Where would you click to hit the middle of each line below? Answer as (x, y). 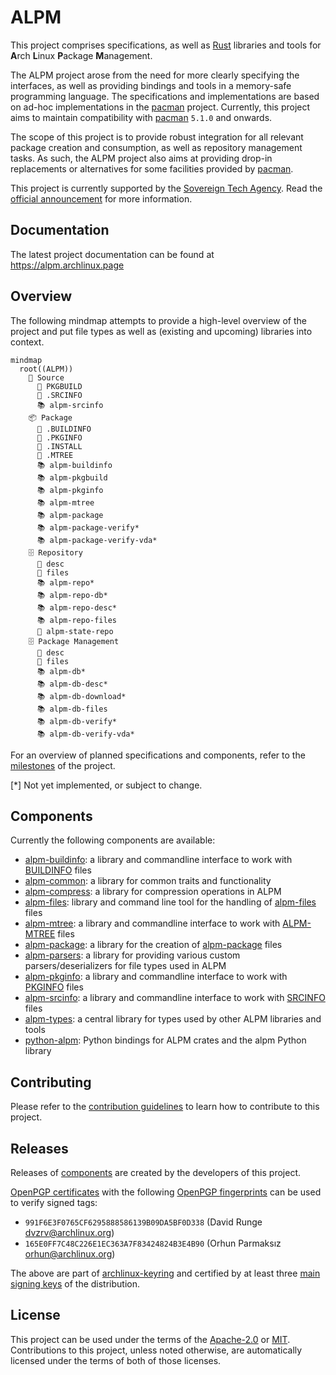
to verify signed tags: (54, 1202)
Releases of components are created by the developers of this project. (155, 1172)
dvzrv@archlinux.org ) (69, 1232)
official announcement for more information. (101, 198)
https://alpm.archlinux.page (67, 265)
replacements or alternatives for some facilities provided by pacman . (152, 168)
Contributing (51, 1082)
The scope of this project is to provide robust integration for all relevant (157, 137)
